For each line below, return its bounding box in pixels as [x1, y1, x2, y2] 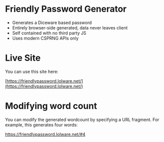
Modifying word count [5, 100, 97, 112]
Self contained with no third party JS [12, 30, 87, 36]
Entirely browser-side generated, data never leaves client [12, 24, 128, 30]
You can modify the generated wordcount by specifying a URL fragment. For [5, 117, 160, 122]
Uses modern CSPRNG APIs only [12, 35, 79, 41]
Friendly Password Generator [5, 3, 127, 15]
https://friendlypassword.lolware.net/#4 [5, 131, 86, 137]
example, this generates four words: [5, 121, 78, 128]
